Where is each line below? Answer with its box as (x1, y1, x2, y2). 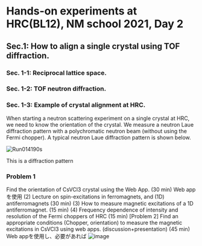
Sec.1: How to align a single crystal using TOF (6, 41, 180, 51)
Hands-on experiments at (6, 4, 137, 18)
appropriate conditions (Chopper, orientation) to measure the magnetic (6, 219, 183, 227)
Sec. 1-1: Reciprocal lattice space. (6, 68, 107, 77)
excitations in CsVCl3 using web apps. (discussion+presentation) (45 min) (6, 225, 190, 233)
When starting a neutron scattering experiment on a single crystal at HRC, (6, 115, 190, 122)
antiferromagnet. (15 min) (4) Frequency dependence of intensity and (6, 206, 178, 213)
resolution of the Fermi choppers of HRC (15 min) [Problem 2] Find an (6, 213, 179, 220)
